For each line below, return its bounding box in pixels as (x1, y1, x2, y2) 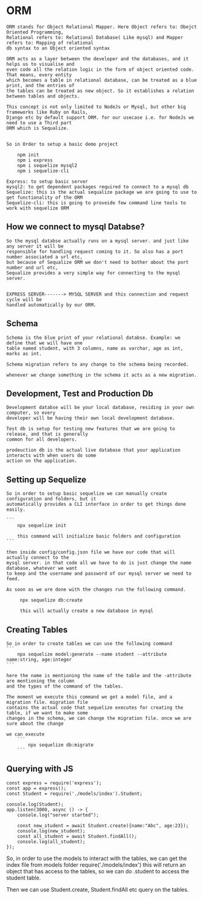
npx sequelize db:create (19, 597, 83, 603)
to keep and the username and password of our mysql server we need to (6, 570, 191, 577)
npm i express (17, 157, 53, 163)
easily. (6, 506, 26, 513)
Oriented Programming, (6, 29, 64, 35)
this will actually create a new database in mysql (19, 608, 154, 614)
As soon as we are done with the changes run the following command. (6, 586, 187, 593)
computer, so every (6, 410, 56, 416)
